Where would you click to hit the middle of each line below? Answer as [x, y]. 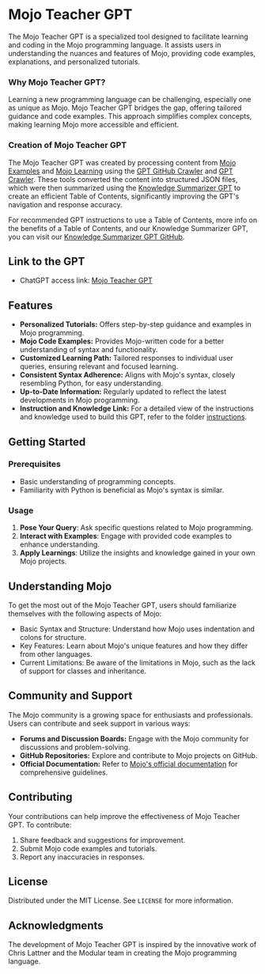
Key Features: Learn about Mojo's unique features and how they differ [134, 646]
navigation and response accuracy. [65, 204]
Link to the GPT [47, 262]
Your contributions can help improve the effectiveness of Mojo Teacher [124, 816]
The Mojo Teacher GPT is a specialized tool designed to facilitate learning [129, 36]
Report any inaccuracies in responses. [82, 857]
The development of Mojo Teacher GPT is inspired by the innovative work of [132, 945]
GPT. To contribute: [40, 824]
